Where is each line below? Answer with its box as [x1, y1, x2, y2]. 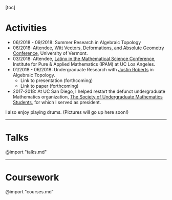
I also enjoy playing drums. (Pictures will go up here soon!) [5, 109, 129, 115]
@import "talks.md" [5, 149, 47, 155]
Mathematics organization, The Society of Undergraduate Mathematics [12, 93, 163, 99]
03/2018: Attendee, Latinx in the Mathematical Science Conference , [12, 55, 156, 62]
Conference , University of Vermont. [12, 50, 88, 56]
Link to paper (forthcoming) [20, 83, 79, 89]
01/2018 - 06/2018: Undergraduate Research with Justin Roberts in [12, 66, 154, 72]
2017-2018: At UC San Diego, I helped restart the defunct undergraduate [12, 88, 165, 94]
